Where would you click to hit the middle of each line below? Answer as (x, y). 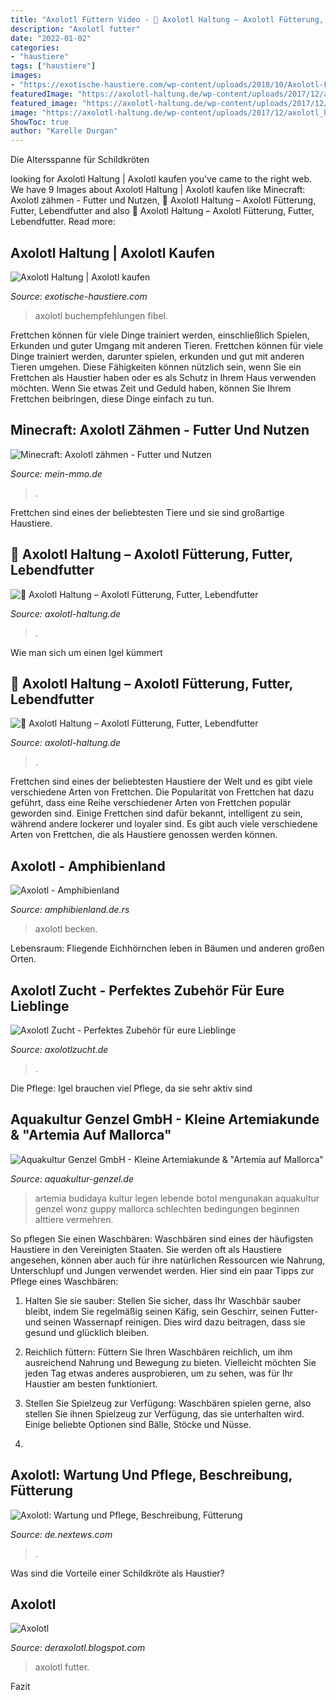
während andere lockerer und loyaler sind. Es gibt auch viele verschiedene (164, 824)
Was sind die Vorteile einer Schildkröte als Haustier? (117, 1573)
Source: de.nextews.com (61, 1534)
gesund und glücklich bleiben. (87, 1332)
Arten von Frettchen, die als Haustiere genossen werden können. (144, 835)
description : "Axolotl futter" (75, 29)
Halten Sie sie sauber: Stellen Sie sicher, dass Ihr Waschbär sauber (163, 1300)
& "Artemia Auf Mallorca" (91, 1135)
